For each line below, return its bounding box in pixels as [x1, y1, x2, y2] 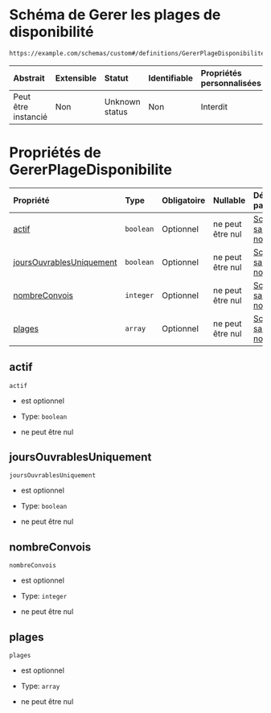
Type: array [20, 682, 60, 690]
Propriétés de [9, 143, 101, 162]
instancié [13, 111, 47, 122]
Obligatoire [161, 195, 206, 206]
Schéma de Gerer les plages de [9, 6, 221, 24]
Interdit [200, 101, 228, 112]
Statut [104, 72, 129, 84]
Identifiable [148, 72, 194, 84]
